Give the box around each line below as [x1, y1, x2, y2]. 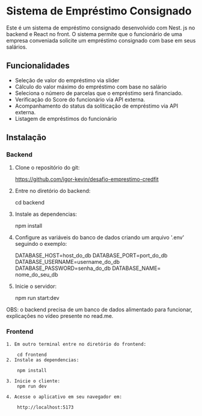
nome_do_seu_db [14, 271, 58, 278]
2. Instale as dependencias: [6, 356, 79, 363]
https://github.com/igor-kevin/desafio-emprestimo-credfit [14, 176, 159, 183]
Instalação [6, 132, 47, 142]
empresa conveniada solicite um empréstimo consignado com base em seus [6, 37, 196, 44]
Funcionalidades [6, 61, 70, 71]
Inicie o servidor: [14, 283, 57, 290]
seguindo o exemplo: [14, 240, 67, 248]
